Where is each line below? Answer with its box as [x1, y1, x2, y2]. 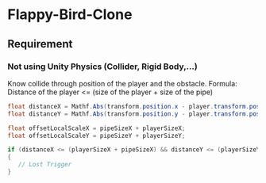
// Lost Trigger [17, 161, 72, 169]
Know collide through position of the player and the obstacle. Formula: [7, 78, 237, 88]
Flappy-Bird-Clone [7, 6, 133, 24]
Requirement [7, 37, 73, 51]
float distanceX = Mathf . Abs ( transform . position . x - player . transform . [7, 102, 249, 110]
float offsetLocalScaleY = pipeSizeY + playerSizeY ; [7, 132, 186, 139]
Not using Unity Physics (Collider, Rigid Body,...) [7, 61, 198, 72]
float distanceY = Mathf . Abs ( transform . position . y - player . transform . [7, 109, 249, 118]
